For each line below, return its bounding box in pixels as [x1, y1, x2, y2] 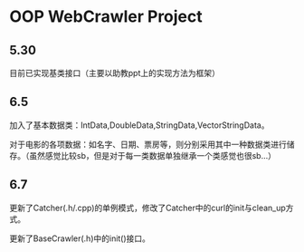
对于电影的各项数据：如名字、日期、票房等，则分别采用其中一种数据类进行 [9, 139, 287, 150]
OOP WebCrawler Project [9, 6, 204, 27]
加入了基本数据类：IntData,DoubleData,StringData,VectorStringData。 [9, 120, 270, 131]
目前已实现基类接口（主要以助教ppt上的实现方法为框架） [9, 68, 220, 78]
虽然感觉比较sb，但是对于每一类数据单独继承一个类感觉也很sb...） [28, 150, 277, 160]
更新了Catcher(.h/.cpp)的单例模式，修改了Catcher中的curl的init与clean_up [9, 202, 287, 213]
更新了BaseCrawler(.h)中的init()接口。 [9, 233, 151, 244]
